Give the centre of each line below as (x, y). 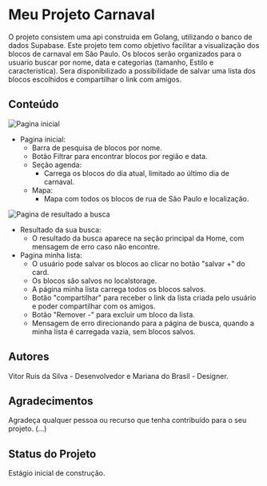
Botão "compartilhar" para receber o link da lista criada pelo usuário (144, 297)
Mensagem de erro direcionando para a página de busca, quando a (143, 323)
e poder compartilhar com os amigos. (94, 306)
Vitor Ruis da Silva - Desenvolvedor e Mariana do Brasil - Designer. (119, 376)
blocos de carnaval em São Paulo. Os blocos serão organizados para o (125, 54)
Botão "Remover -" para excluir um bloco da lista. (114, 314)
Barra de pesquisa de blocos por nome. (97, 147)
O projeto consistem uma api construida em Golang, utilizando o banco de (130, 37)
